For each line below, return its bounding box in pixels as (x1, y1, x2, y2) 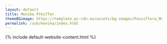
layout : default (5, 7, 39, 12)
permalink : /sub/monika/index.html (5, 21, 79, 26)
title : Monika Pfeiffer (5, 12, 55, 17)
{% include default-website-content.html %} (5, 34, 96, 40)
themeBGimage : (5, 16, 35, 21)
